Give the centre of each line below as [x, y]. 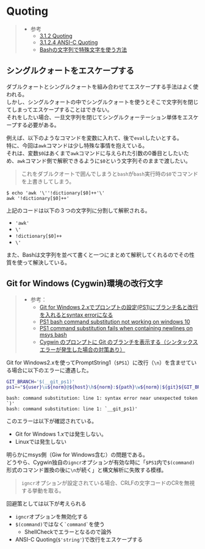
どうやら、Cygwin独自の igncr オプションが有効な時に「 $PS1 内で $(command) [101, 462]
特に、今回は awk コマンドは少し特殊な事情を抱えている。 [77, 146]
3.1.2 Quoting [56, 35]
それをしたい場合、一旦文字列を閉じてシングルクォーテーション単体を [95, 117]
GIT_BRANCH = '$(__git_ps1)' [41, 381]
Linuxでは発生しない [41, 442]
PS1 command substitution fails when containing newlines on [116, 328]
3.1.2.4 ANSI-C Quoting [69, 42]
